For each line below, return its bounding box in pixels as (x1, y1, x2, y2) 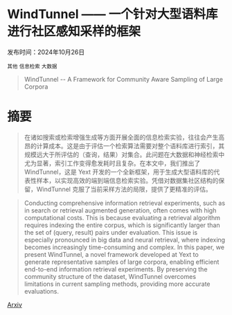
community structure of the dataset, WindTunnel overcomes (24, 272, 196, 280)
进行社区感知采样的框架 (7, 24, 141, 39)
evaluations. (24, 287, 59, 295)
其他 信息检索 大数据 (7, 63, 57, 70)
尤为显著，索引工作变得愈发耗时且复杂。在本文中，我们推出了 (24, 159, 201, 167)
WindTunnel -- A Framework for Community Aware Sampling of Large (24, 75, 224, 83)
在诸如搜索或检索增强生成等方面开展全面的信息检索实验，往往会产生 (24, 133, 219, 141)
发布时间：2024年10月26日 (7, 48, 85, 56)
